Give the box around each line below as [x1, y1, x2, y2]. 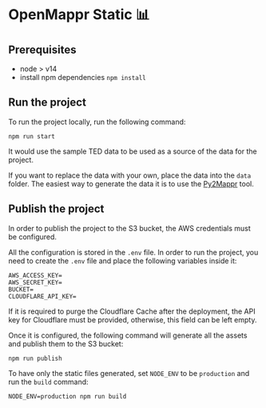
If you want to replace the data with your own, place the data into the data [8, 170, 252, 180]
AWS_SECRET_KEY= [8, 278, 62, 286]
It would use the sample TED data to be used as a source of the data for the [8, 146, 257, 156]
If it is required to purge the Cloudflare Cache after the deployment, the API [8, 306, 256, 316]
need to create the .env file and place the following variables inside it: [8, 256, 237, 266]
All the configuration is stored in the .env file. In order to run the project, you [8, 247, 259, 257]
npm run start [8, 132, 56, 140]
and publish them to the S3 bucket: [8, 338, 124, 348]
